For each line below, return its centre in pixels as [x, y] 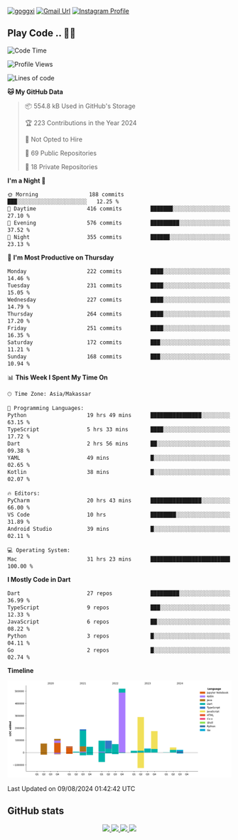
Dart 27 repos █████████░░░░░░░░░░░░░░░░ [119, 593]
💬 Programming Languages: [45, 408]
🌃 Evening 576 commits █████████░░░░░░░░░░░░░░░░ [119, 223]
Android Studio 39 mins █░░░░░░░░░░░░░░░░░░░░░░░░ [119, 529]
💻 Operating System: [39, 550]
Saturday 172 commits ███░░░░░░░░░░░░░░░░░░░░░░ [119, 342]
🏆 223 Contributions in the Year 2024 [81, 123]
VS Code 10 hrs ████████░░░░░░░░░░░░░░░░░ [119, 515]
